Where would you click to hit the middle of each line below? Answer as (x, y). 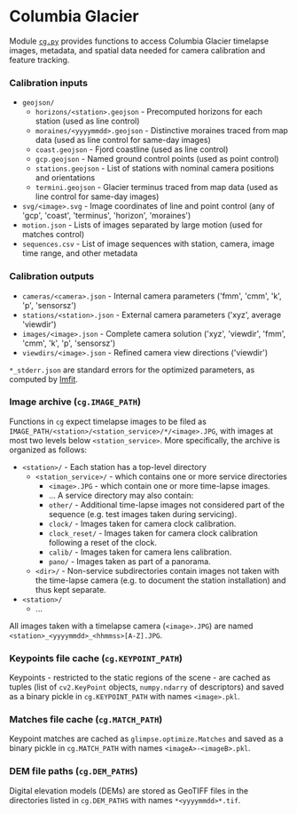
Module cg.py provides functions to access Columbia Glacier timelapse (139, 41)
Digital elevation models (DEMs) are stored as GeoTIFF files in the (129, 790)
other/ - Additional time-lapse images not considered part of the (167, 505)
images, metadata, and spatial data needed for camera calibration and (137, 50)
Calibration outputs (52, 276)
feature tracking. (39, 60)
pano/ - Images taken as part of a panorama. (129, 561)
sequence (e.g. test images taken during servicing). (143, 514)
